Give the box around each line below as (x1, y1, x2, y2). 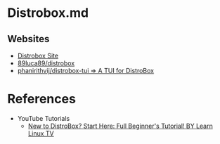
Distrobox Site (17, 51, 58, 60)
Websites (7, 33, 50, 45)
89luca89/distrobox (17, 59, 75, 67)
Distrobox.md (7, 5, 89, 21)
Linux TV (27, 129, 54, 138)
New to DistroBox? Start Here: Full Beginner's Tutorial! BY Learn (27, 122, 213, 130)
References (7, 91, 76, 107)
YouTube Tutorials (17, 114, 70, 122)
